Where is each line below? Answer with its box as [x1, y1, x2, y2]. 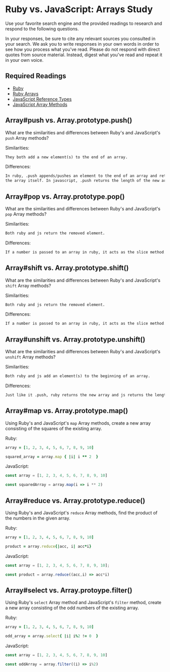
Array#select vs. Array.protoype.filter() [5, 586, 133, 594]
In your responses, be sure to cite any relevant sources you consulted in [5, 35, 156, 42]
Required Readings [5, 72, 67, 81]
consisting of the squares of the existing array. [5, 425, 102, 431]
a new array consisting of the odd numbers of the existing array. [5, 605, 139, 611]
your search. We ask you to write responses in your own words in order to [5, 41, 159, 47]
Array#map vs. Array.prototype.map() [5, 406, 128, 415]
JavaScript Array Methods [12, 101, 67, 107]
